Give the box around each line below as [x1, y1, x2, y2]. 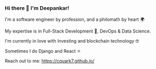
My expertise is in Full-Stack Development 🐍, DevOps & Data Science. [5, 28, 151, 34]
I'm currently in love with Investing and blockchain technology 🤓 [5, 38, 139, 44]
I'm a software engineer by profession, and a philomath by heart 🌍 [5, 16, 145, 22]
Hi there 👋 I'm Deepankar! [5, 5, 70, 12]
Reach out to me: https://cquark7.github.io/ [5, 58, 95, 64]
